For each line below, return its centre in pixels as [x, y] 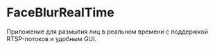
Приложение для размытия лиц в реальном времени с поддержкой [108, 32]
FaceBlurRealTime [61, 13]
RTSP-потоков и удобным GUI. [52, 38]
